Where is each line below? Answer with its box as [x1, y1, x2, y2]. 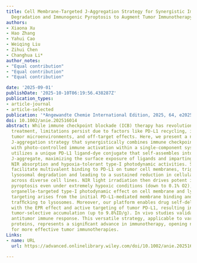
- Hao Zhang [6, 31, 35, 36]
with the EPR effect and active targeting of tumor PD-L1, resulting [11, 205, 185, 211]
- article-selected [6, 106, 54, 112]
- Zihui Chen [6, 47, 38, 53]
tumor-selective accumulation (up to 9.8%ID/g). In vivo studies [11, 210, 175, 216]
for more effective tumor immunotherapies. [11, 227, 119, 232]
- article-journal [6, 101, 51, 107]
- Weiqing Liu [6, 42, 41, 48]
